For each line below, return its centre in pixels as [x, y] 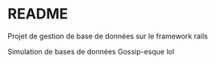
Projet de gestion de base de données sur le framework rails [108, 36]
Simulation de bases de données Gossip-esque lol [91, 51]
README [38, 14]
